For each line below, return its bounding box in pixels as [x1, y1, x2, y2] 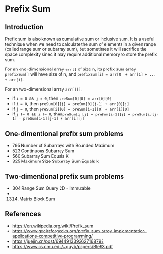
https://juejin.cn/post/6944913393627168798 [12, 238, 104, 244]
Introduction [5, 23, 44, 31]
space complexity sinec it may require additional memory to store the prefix [5, 51, 157, 57]
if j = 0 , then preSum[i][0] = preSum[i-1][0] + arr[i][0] [12, 106, 129, 112]
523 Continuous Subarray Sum [12, 148, 75, 154]
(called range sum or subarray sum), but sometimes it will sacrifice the [5, 46, 147, 52]
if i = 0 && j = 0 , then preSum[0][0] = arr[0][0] [12, 95, 112, 101]
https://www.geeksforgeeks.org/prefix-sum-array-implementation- [12, 228, 147, 234]
